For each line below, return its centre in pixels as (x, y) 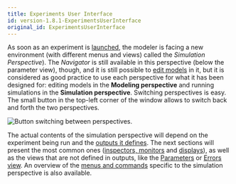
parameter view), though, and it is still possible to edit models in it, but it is (116, 70)
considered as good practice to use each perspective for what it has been (116, 77)
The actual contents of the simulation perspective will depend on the (108, 135)
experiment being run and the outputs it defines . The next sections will (111, 143)
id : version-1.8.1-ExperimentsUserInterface (74, 21)
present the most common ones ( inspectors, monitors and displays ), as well (118, 151)
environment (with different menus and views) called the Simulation (106, 55)
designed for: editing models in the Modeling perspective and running (111, 85)
